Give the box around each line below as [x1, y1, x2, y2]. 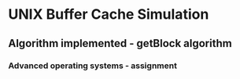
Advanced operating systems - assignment [8, 60, 177, 71]
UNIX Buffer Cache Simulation [8, 5, 209, 23]
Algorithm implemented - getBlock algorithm [8, 37, 232, 50]
